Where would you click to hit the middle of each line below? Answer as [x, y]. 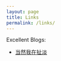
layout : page [23, 12]
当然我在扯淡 [31, 52]
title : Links [23, 17]
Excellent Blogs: [26, 40]
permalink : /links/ [31, 23]
